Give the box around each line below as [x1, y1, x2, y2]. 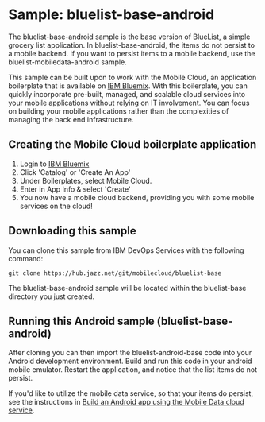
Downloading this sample [8, 224, 136, 238]
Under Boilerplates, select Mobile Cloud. [19, 176, 152, 185]
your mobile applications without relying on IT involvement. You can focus [8, 98, 250, 107]
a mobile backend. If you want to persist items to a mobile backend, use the [8, 48, 255, 58]
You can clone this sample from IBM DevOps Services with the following [8, 245, 244, 255]
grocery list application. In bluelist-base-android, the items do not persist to [8, 40, 255, 49]
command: [8, 254, 44, 263]
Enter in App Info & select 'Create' [19, 184, 131, 194]
